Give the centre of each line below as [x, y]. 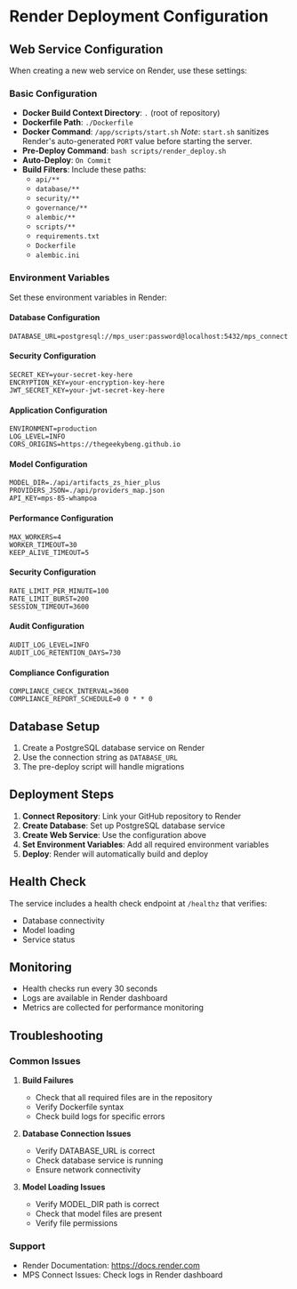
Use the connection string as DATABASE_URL [100, 757]
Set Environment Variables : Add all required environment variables [145, 844]
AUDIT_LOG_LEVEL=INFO [49, 645]
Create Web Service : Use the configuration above [114, 834]
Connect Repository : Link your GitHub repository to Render [132, 816]
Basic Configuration [53, 93]
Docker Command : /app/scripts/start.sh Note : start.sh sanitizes [145, 132]
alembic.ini [57, 255]
